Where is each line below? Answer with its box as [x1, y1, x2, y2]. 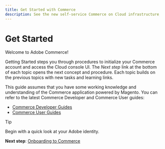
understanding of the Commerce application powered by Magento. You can [5, 89, 158, 95]
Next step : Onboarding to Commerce [5, 138, 81, 144]
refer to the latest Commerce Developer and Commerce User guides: [5, 95, 145, 101]
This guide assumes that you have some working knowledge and [5, 84, 137, 90]
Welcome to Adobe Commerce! [5, 49, 69, 55]
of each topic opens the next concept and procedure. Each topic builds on [5, 70, 156, 75]
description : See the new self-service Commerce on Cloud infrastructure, [5, 12, 162, 17]
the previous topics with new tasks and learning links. [5, 74, 114, 80]
